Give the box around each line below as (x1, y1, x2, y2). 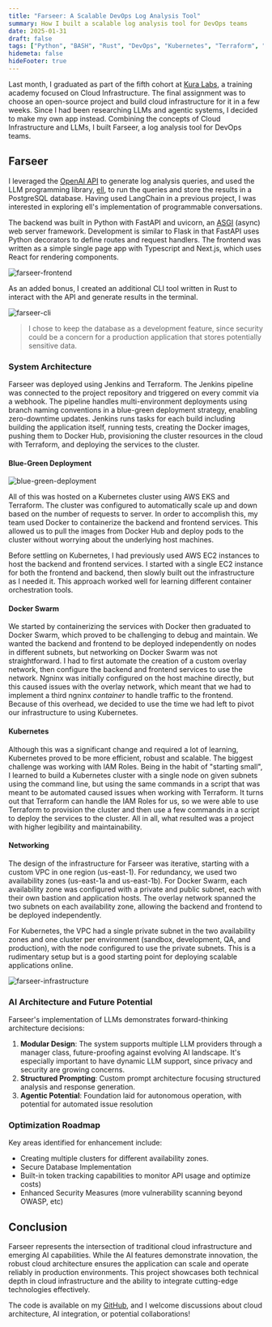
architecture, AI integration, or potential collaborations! (8, 1309, 190, 1319)
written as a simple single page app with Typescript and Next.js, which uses (8, 243, 261, 253)
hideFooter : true (8, 58, 67, 66)
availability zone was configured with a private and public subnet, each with (8, 884, 261, 894)
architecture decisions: (8, 1023, 85, 1034)
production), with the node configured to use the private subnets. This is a (8, 943, 257, 952)
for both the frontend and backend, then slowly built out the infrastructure (8, 568, 255, 578)
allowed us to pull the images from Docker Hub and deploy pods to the (8, 526, 244, 536)
